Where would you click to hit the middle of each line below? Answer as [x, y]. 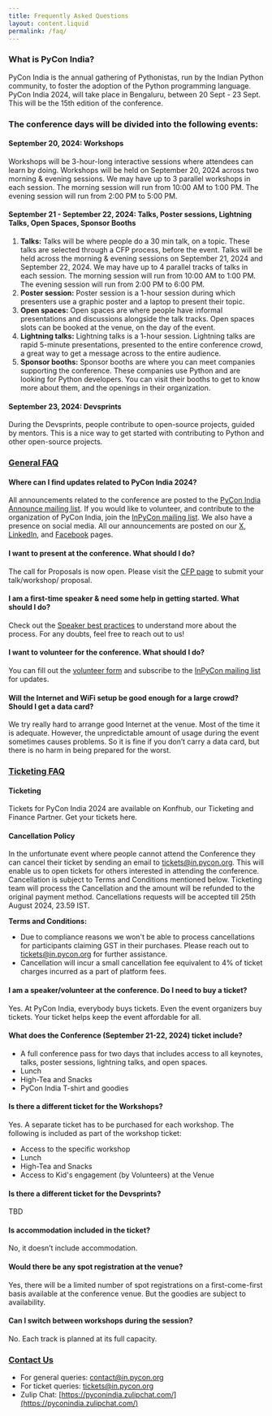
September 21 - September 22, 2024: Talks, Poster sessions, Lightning [130, 214]
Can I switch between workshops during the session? [101, 1321]
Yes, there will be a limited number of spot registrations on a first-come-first [136, 1284]
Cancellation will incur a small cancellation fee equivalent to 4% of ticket [141, 963]
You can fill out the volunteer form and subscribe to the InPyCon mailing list [135, 670]
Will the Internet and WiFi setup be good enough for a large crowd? [124, 697]
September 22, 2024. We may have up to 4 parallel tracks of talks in [134, 267]
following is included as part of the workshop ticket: [95, 1133]
